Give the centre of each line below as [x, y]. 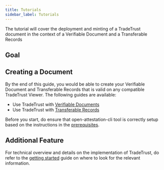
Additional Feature [34, 140]
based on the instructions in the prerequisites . [52, 124]
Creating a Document [39, 72]
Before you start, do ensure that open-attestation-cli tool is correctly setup [82, 119]
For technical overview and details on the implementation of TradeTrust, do [82, 152]
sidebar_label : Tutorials [32, 14]
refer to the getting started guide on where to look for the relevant [73, 157]
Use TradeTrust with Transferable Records [56, 109]
